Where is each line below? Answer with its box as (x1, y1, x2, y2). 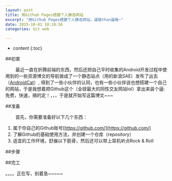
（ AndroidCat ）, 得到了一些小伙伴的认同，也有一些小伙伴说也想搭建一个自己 (5, 79, 167, 86)
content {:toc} (12, 45, 43, 51)
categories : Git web (5, 27, 50, 32)
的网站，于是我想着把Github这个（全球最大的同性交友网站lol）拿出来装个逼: (5, 86, 165, 92)
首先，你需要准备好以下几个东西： (15, 114, 88, 120)
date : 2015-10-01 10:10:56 (5, 22, 63, 27)
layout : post (5, 7, 33, 13)
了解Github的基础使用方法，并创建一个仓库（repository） (12, 131, 135, 137)
